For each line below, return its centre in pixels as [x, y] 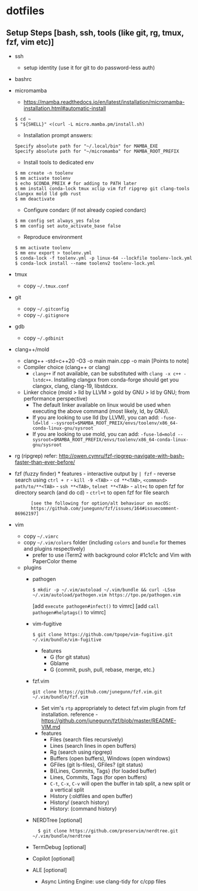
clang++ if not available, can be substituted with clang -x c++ [107, 373]
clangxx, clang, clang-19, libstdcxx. [75, 386]
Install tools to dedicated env [59, 162]
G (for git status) [70, 657]
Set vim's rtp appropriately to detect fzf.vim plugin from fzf [113, 708]
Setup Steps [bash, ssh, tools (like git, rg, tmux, [95, 33]
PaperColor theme [55, 561]
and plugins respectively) [54, 549]
